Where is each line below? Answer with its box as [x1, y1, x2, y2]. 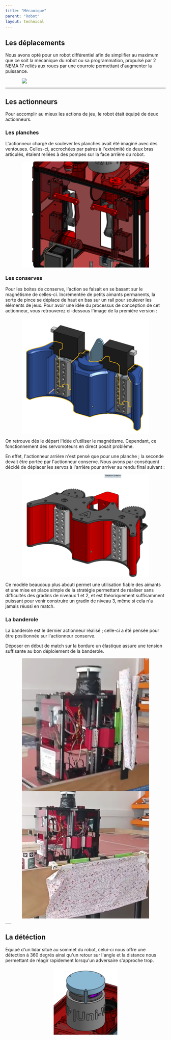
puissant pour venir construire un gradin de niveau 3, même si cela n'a [5, 598, 153, 604]
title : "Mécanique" [5, 8, 47, 13]
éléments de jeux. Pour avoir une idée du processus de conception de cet [5, 302, 160, 308]
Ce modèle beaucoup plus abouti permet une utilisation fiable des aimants [5, 581, 161, 588]
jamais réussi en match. [5, 603, 55, 609]
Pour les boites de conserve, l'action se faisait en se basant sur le [5, 286, 143, 292]
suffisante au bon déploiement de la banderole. [5, 648, 104, 654]
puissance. [5, 68, 28, 74]
